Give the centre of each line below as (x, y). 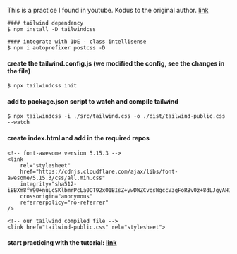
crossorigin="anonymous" (56, 196)
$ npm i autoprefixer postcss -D (56, 48)
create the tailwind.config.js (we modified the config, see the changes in (116, 64)
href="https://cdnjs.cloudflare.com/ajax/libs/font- (99, 171)
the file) (19, 71)
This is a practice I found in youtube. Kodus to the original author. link (108, 10)
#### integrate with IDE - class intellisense (77, 42)
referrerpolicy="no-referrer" (65, 202)
